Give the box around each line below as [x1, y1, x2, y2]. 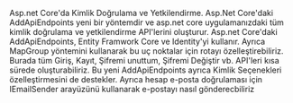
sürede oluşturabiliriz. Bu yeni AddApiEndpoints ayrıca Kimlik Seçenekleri [9, 64, 282, 75]
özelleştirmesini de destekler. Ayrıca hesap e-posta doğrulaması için [9, 74, 263, 84]
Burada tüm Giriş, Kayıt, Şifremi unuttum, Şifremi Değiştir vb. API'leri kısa [9, 56, 279, 65]
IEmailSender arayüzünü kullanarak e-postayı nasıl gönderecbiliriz [9, 84, 255, 94]
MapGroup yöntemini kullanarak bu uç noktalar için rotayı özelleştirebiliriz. [9, 46, 284, 56]
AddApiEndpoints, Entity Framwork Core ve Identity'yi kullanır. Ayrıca [9, 36, 266, 47]
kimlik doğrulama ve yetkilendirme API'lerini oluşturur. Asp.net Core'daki [9, 27, 278, 37]
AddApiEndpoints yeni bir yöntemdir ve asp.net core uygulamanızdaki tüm [9, 17, 284, 28]
